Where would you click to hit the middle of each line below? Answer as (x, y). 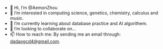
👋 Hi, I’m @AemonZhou (34, 8)
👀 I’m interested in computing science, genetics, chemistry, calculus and (84, 13)
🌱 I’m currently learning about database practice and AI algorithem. (79, 23)
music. (17, 18)
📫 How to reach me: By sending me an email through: (65, 34)
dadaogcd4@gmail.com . (35, 41)
